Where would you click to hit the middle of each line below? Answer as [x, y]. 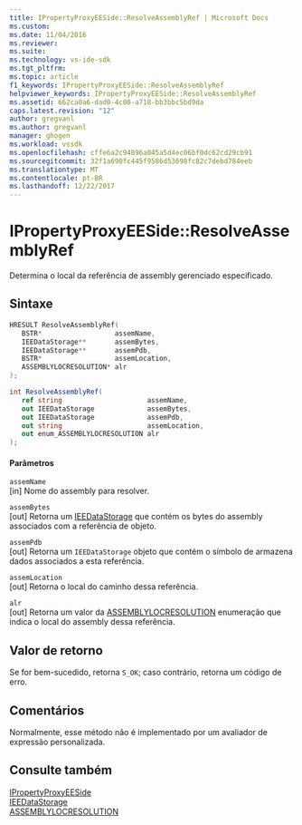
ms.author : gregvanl [48, 128]
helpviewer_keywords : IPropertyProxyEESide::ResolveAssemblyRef [133, 93]
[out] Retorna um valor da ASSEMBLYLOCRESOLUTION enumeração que [146, 612]
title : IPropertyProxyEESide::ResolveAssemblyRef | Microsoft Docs [139, 18]
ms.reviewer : [34, 43]
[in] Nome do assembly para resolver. [80, 491]
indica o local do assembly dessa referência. [93, 622]
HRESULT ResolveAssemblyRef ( [64, 325]
